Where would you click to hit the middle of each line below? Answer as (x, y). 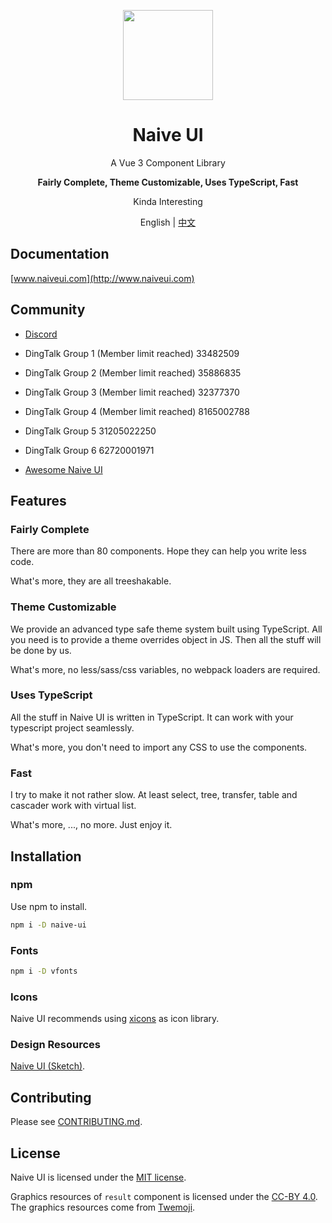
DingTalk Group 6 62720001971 (89, 450)
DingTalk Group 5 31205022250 (90, 431)
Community (48, 310)
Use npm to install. (49, 906)
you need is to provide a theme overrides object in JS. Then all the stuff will (166, 639)
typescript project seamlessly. (72, 727)
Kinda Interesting (168, 201)
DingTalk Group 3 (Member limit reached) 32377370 (132, 392)
